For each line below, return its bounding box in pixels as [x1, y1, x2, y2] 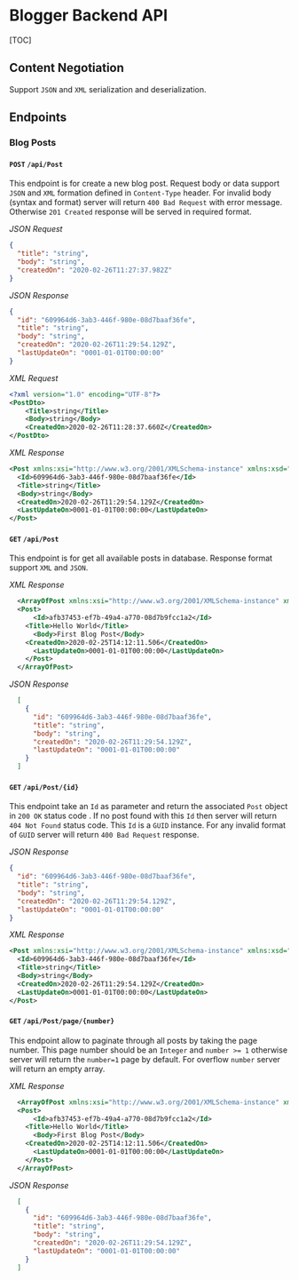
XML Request [9, 372, 59, 383]
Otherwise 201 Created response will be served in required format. [9, 206, 253, 218]
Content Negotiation [9, 60, 124, 76]
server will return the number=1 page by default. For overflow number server [9, 1053, 281, 1064]
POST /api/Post [9, 160, 64, 169]
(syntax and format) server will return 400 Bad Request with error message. [9, 197, 283, 208]
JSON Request [9, 224, 63, 235]
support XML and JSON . [9, 562, 89, 573]
